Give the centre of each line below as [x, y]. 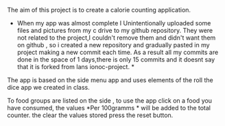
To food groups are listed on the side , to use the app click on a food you [110, 101]
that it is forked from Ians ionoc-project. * [76, 67]
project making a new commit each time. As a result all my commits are [118, 52]
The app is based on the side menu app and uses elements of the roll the [110, 80]
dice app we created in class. [49, 87]
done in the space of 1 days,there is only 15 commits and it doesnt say [116, 60]
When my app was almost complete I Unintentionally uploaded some [114, 23]
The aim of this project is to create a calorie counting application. [99, 10]
